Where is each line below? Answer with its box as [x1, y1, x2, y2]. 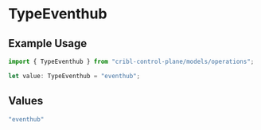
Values [8, 94, 44, 108]
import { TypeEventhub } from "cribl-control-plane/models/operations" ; [8, 57, 255, 65]
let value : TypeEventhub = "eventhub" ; [8, 72, 141, 80]
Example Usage [8, 37, 88, 50]
